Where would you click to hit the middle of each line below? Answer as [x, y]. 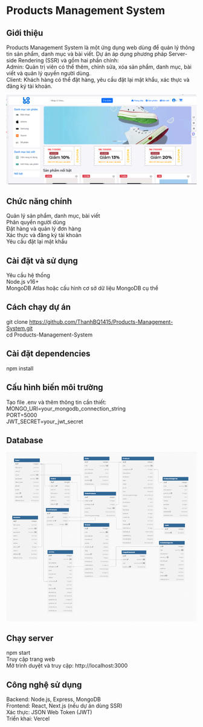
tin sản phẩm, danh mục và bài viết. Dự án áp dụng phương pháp [87, 54]
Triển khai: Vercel [28, 719]
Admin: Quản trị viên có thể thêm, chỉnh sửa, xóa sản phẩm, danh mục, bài [99, 67]
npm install [20, 368]
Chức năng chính [39, 201]
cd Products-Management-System [49, 335]
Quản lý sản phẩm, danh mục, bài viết [53, 216]
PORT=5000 [22, 415]
